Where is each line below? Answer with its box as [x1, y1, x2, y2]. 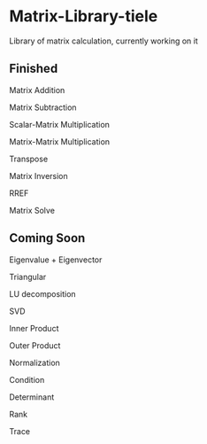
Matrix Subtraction [9, 102, 77, 113]
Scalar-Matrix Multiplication [9, 119, 111, 129]
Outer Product [9, 339, 61, 351]
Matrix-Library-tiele [9, 6, 158, 27]
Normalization [9, 357, 60, 368]
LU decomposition [9, 288, 77, 299]
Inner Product [9, 323, 59, 333]
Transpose [9, 153, 49, 164]
